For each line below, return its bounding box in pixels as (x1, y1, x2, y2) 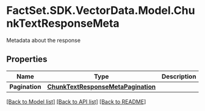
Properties (6, 54, 48, 64)
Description (161, 72, 196, 81)
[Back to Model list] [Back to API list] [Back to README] (6, 98, 146, 105)
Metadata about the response (6, 36, 81, 44)
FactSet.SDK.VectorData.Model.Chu (6, 4, 195, 18)
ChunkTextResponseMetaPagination (47, 82, 156, 91)
